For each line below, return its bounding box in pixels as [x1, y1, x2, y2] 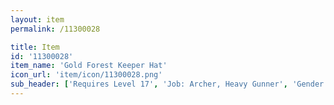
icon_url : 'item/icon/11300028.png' [10, 70, 163, 80]
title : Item [10, 42, 60, 52]
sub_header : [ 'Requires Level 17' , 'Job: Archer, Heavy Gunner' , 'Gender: [10, 79, 329, 90]
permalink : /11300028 [10, 24, 101, 34]
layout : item [10, 14, 65, 25]
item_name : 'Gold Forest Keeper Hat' [10, 61, 168, 71]
